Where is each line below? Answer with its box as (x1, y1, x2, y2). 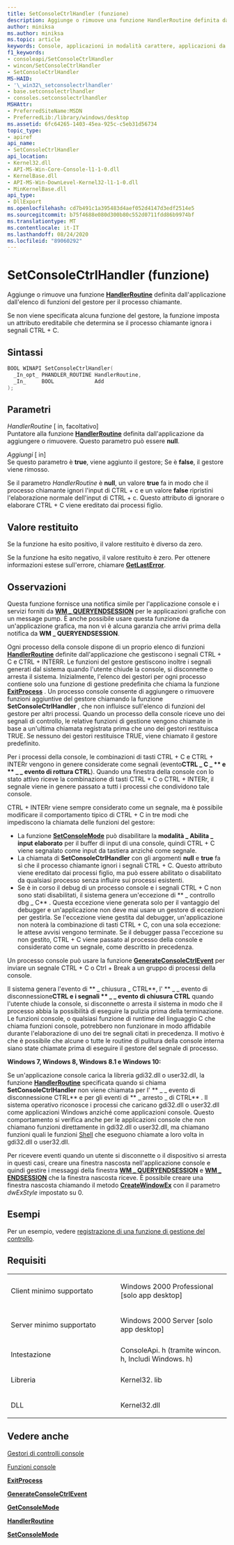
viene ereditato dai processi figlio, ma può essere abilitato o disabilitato (17, 868, 221, 876)
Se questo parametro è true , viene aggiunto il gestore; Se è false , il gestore (7, 458, 224, 466)
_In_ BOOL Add (13, 378, 104, 385)
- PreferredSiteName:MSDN (7, 107, 82, 114)
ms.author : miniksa (7, 29, 64, 37)
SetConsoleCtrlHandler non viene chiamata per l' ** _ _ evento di (7, 1086, 196, 1094)
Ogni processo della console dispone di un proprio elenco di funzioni (7, 643, 205, 651)
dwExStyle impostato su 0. (7, 1188, 84, 1197)
